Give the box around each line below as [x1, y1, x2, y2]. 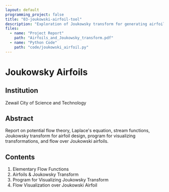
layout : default [5, 7, 39, 13]
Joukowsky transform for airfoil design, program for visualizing [5, 133, 136, 139]
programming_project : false [5, 12, 64, 17]
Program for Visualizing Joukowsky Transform [12, 177, 109, 183]
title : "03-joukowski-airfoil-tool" [5, 17, 82, 22]
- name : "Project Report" [10, 31, 64, 36]
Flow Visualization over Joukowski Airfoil [12, 182, 98, 188]
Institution [5, 86, 39, 95]
